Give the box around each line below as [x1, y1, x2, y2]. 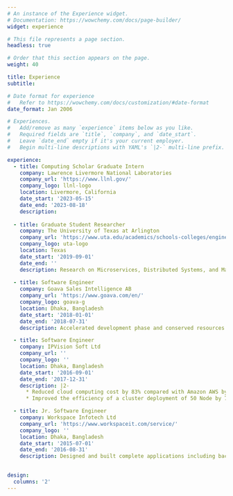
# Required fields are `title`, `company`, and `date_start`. [7, 131, 197, 138]
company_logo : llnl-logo [19, 182, 92, 190]
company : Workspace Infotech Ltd [19, 414, 116, 421]
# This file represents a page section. [7, 35, 126, 42]
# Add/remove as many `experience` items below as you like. [7, 124, 194, 132]
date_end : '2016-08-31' [19, 446, 89, 454]
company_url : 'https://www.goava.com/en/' [19, 292, 144, 299]
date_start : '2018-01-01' [19, 311, 95, 318]
